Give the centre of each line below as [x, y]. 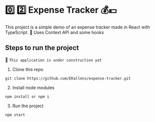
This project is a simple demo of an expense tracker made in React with [77, 27]
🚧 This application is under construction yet [53, 60]
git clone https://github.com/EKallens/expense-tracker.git [68, 78]
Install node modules [33, 87]
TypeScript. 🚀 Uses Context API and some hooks [55, 32]
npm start [15, 115]
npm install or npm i [27, 97]
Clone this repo [28, 69]
